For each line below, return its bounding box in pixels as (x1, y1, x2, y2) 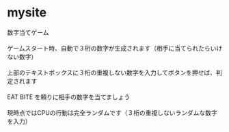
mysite (7, 5, 46, 21)
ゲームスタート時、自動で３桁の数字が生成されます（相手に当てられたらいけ (7, 44, 223, 52)
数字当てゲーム (7, 28, 49, 36)
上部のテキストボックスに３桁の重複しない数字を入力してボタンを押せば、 (7, 68, 217, 77)
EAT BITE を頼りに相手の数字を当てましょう (7, 92, 131, 101)
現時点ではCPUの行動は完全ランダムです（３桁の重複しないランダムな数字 (7, 108, 217, 117)
